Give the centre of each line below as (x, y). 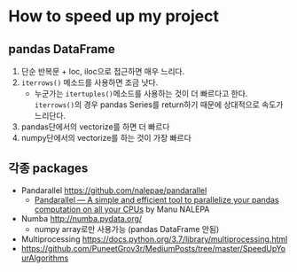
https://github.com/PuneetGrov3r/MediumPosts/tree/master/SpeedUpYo (153, 248)
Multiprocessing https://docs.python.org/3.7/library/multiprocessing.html (154, 239)
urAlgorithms (45, 258)
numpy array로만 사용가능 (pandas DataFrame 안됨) (127, 229)
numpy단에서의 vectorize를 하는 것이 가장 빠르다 (106, 138)
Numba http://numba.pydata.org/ (82, 218)
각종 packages (48, 169)
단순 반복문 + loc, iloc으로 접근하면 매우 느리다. (103, 71)
